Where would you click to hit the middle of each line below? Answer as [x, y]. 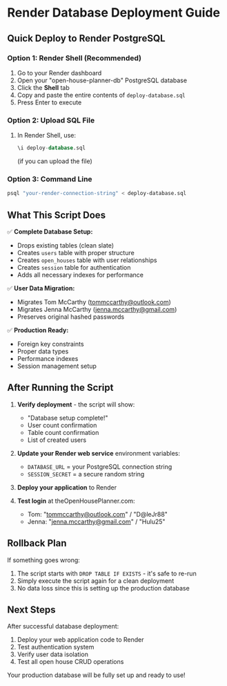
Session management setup [57, 366]
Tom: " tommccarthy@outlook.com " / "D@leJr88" [97, 514]
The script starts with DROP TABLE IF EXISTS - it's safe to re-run [107, 573]
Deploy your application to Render [67, 487]
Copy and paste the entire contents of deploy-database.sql [101, 95]
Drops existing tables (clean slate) [66, 245]
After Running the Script [60, 388]
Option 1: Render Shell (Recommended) [75, 58]
